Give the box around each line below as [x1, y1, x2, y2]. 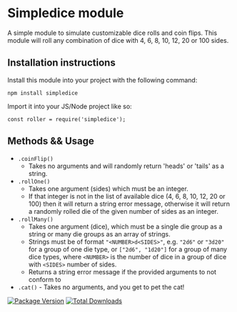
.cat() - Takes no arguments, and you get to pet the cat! [17, 283, 185, 291]
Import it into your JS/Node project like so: [7, 102, 132, 110]
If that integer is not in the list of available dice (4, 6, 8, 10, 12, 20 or [28, 192, 226, 200]
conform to [28, 275, 61, 284]
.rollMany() [17, 216, 54, 223]
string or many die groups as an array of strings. [28, 229, 171, 238]
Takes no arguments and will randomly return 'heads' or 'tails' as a [28, 162, 225, 170]
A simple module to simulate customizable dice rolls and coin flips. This [7, 28, 218, 37]
